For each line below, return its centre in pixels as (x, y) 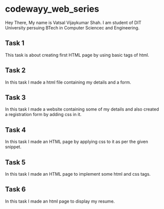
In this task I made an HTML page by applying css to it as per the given (77, 142)
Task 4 (15, 130)
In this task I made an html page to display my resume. (60, 201)
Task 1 (15, 43)
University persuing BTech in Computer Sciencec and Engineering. (72, 27)
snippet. (13, 147)
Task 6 (15, 189)
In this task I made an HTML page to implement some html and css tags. (78, 174)
